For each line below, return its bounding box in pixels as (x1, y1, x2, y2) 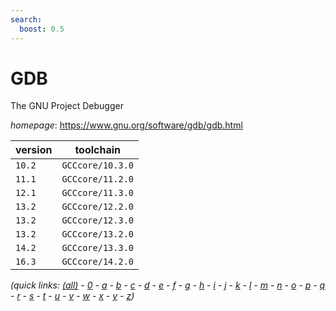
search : (10, 14, 43, 25)
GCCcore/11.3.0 (61, 187, 134, 199)
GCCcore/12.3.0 (61, 215, 134, 226)
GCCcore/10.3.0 (61, 160, 134, 171)
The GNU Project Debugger (10, 100, 124, 112)
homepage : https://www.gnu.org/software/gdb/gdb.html (10, 119, 243, 131)
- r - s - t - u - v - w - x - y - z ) (10, 290, 135, 302)
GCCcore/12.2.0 (61, 201, 134, 213)
